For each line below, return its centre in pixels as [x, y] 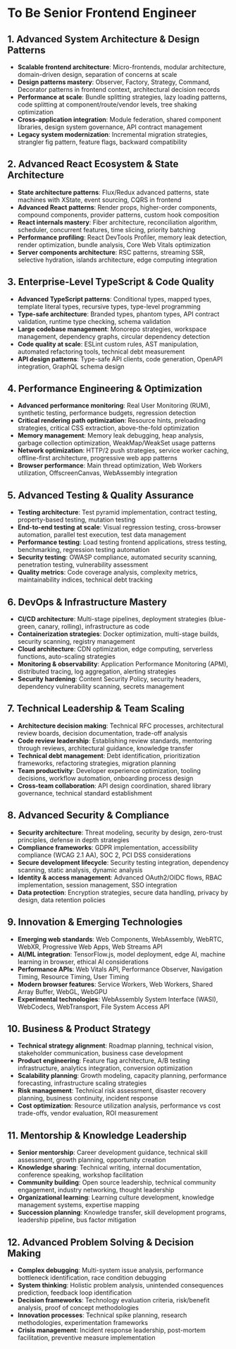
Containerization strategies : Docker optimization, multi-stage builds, [118, 634]
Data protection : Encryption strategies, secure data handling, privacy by [123, 892]
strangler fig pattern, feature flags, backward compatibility [103, 142]
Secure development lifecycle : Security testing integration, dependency [123, 862]
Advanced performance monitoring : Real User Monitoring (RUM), [114, 406]
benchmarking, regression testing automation [83, 550]
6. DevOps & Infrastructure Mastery [87, 602]
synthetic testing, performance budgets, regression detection [107, 413]
